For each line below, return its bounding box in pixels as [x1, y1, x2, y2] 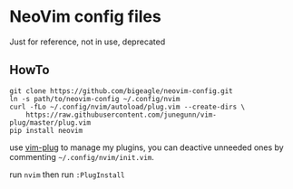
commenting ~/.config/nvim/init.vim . [9, 151, 154, 162]
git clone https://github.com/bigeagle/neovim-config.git [9, 86, 233, 96]
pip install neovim [9, 126, 83, 135]
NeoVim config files [9, 6, 161, 27]
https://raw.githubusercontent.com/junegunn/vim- [25, 110, 218, 119]
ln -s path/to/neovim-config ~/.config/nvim [9, 94, 181, 103]
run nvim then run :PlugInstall [9, 169, 125, 180]
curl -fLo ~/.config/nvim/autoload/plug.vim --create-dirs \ [9, 102, 246, 111]
